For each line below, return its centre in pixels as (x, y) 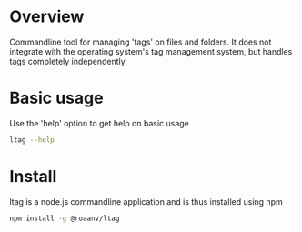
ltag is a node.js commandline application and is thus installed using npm (146, 201)
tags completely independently (67, 61)
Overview (47, 17)
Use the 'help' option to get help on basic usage (99, 123)
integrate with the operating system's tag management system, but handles (151, 51)
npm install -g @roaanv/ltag (65, 218)
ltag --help (32, 140)
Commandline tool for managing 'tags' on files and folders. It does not (141, 42)
